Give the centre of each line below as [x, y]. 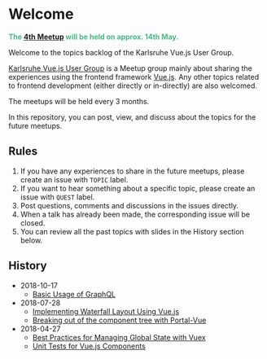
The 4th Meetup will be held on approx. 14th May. [94, 37]
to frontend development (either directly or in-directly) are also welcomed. [133, 85]
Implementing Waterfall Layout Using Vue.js [106, 311]
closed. [33, 223]
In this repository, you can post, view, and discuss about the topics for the [132, 117]
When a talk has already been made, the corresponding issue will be [135, 214]
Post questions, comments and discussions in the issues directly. [129, 205]
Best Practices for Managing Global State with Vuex [119, 337]
